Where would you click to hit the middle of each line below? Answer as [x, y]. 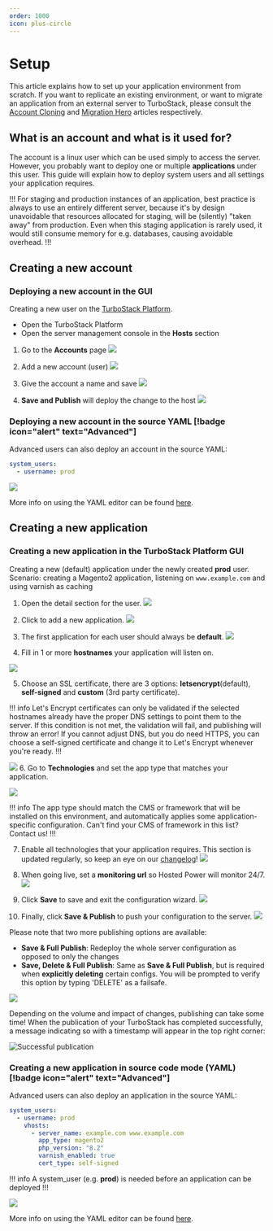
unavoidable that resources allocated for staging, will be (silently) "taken [130, 216]
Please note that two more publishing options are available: [108, 932]
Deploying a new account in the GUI [81, 291]
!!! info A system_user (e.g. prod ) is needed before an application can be [130, 1179]
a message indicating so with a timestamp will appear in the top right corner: [137, 1031]
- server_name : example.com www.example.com [107, 1133]
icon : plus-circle [40, 24]
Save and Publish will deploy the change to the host [108, 400]
